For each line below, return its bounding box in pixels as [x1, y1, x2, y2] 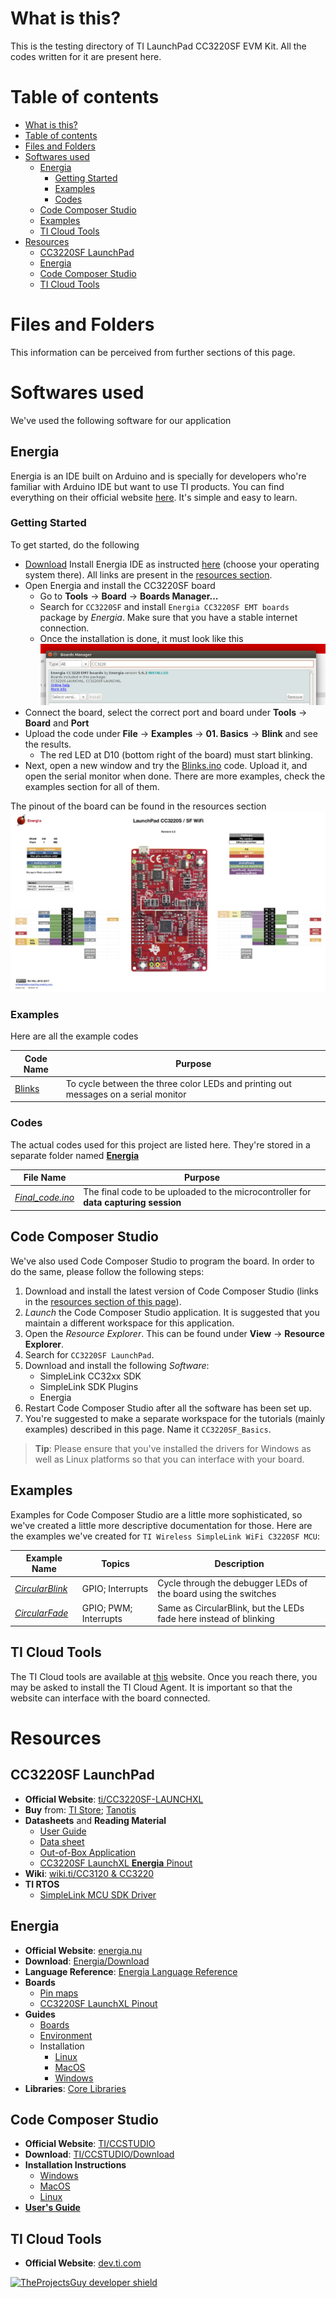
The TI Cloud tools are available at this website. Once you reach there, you [10, 1670, 318, 1682]
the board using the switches [157, 1588, 277, 1600]
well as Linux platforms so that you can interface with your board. [34, 1453, 305, 1465]
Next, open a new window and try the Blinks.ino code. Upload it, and [24, 759, 308, 771]
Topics [101, 1557, 130, 1569]
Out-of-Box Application [39, 1846, 136, 1858]
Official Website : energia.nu [24, 1944, 143, 1956]
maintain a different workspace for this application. [24, 1317, 235, 1329]
